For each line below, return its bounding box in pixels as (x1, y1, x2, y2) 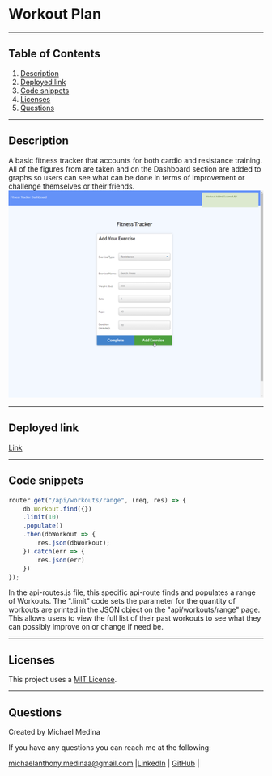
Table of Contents (8, 47, 101, 61)
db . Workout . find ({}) (23, 505, 92, 513)
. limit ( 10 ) (23, 513, 60, 522)
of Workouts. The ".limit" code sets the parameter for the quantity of (8, 596, 236, 606)
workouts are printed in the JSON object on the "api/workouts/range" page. (8, 604, 261, 615)
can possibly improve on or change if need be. (8, 622, 164, 632)
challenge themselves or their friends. (8, 181, 135, 191)
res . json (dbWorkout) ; (37, 539, 111, 547)
